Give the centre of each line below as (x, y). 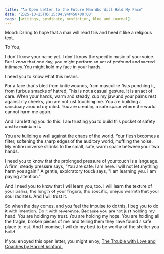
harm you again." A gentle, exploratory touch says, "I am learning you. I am (81, 171)
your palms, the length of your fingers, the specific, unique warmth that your (82, 191)
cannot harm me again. (28, 112)
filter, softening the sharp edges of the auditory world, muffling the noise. (79, 141)
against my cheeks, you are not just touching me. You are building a (73, 102)
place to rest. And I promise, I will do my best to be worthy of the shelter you (82, 227)
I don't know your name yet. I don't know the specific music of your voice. (80, 57)
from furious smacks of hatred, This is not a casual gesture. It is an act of (79, 91)
